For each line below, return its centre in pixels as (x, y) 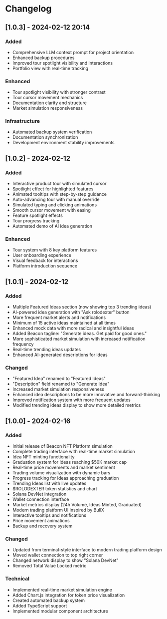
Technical (17, 579)
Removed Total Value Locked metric (49, 566)
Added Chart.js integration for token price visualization (69, 595)
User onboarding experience (42, 255)
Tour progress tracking (36, 221)
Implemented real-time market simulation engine (62, 589)
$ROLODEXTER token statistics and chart (55, 489)
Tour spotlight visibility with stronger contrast (59, 92)
